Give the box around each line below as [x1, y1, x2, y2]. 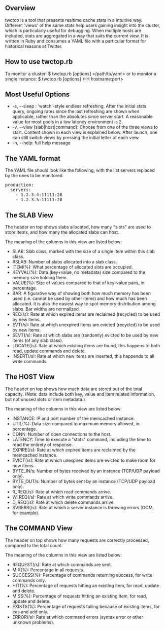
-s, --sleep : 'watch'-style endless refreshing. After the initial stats [12, 103, 147, 109]
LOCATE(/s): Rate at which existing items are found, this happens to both [12, 343, 160, 349]
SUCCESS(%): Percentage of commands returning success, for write [12, 572, 153, 578]
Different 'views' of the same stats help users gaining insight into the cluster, [5, 22, 161, 28]
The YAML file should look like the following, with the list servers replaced [5, 167, 155, 173]
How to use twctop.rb [5, 58, 73, 66]
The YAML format [5, 154, 61, 162]
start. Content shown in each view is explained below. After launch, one [12, 129, 158, 135]
